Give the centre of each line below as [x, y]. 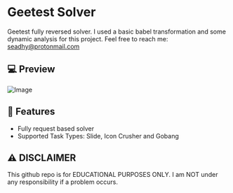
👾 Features [31, 112]
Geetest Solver [52, 12]
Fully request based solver [56, 128]
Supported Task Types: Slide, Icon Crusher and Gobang [98, 136]
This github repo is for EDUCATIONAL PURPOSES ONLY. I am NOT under [113, 175]
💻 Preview [31, 70]
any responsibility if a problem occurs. [62, 182]
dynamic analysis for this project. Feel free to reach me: [88, 38]
